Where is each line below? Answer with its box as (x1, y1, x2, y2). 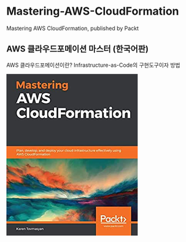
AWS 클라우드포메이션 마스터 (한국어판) (6, 44, 149, 55)
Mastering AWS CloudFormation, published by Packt (6, 25, 139, 32)
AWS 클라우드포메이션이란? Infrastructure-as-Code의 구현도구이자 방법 (6, 61, 180, 69)
